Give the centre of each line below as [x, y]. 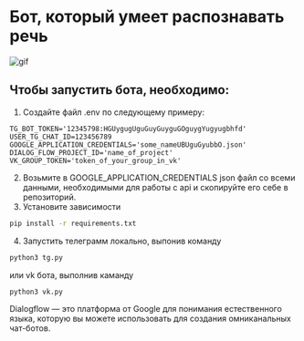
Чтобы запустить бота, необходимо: [120, 90]
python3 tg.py [37, 257]
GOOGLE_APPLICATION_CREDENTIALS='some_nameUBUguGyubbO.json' [128, 145]
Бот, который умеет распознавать [147, 17]
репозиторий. [49, 197]
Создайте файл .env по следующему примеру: [114, 112]
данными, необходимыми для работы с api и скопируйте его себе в [156, 187]
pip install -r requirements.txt [73, 223]
